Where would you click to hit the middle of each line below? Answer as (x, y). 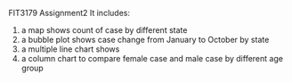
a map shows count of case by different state (104, 30)
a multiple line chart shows (70, 49)
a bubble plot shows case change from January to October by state (145, 40)
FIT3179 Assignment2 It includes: (69, 13)
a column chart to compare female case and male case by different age (152, 58)
